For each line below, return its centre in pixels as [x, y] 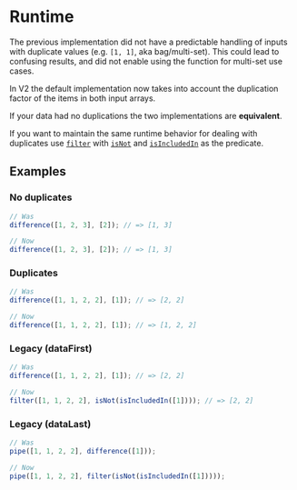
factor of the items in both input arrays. [83, 98]
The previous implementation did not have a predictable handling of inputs [148, 42]
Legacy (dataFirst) [51, 348]
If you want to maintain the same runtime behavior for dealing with [134, 133]
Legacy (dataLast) [50, 424]
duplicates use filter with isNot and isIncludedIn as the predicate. [137, 143]
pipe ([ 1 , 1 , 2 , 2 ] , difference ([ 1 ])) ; [83, 451]
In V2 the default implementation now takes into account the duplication [144, 88]
